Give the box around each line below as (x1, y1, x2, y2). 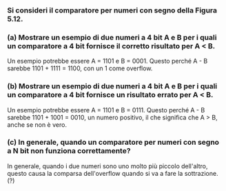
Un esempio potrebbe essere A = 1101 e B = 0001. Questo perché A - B (7, 57, 208, 66)
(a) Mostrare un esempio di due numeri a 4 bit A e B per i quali (7, 32, 217, 42)
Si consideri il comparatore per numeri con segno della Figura (7, 6, 218, 15)
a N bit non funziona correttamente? (7, 146, 131, 156)
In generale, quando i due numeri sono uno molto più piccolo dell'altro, (7, 161, 208, 170)
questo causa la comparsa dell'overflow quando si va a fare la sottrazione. (7, 169, 218, 177)
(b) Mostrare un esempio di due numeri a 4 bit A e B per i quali (7, 81, 218, 91)
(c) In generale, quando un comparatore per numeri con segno (7, 137, 219, 147)
